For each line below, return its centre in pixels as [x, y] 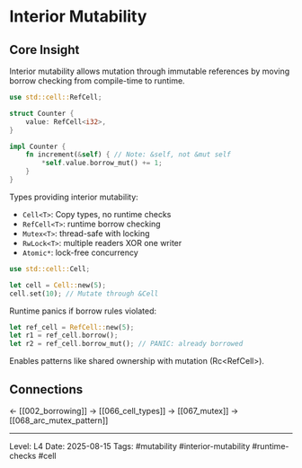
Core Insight [44, 50]
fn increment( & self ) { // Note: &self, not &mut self [128, 155]
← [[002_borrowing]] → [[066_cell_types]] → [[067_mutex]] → [124, 411]
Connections [46, 389]
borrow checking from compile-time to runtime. [98, 81]
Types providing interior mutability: [74, 197]
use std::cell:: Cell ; [50, 269]
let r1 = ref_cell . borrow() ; [64, 336]
